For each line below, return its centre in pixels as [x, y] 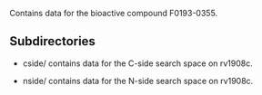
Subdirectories [52, 41]
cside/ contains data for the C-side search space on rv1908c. [137, 63]
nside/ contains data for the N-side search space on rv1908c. [138, 81]
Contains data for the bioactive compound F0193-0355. [114, 13]
